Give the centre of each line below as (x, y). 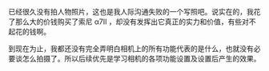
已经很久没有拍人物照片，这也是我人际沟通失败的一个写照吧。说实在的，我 (131, 12)
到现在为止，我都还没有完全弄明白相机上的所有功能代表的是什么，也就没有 (131, 49)
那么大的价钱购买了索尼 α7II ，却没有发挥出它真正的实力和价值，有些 (128, 22)
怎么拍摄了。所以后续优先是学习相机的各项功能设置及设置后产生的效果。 (141, 59)
